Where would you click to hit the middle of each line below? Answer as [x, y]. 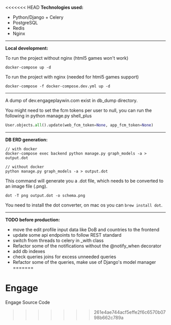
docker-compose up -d [28, 67]
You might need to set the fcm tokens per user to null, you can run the [79, 110]
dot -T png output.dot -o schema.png [45, 195]
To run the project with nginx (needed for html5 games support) [72, 77]
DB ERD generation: [26, 139]
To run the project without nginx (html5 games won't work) [67, 58]
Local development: [27, 48]
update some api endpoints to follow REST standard [67, 235]
